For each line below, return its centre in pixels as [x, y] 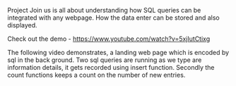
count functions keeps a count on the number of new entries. [96, 75]
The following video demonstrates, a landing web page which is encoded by [118, 53]
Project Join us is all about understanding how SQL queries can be [104, 10]
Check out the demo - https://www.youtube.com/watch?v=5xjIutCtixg [109, 39]
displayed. [22, 25]
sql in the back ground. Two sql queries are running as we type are [105, 60]
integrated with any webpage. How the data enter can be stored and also [114, 18]
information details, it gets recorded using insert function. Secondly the [111, 67]
